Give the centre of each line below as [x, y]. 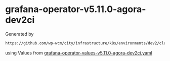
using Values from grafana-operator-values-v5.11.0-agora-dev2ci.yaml [79, 53]
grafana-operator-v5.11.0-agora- [76, 9]
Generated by [19, 34]
